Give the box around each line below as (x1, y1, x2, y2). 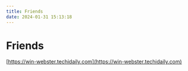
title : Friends (6, 8, 43, 15)
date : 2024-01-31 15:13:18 (6, 14, 72, 20)
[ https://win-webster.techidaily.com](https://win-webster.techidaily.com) (6, 58, 182, 65)
